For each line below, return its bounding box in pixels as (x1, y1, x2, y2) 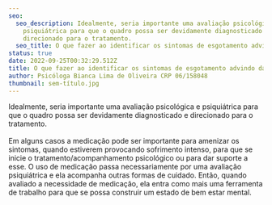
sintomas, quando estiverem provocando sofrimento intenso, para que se (8, 144, 253, 154)
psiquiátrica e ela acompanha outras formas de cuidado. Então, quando (8, 170, 247, 180)
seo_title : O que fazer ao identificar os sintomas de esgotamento (15, 42, 249, 50)
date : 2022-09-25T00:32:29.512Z (8, 57, 117, 65)
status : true (8, 49, 53, 57)
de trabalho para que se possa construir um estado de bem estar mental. (8, 187, 253, 197)
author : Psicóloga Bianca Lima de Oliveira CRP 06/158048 (8, 72, 208, 80)
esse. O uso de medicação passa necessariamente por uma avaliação (8, 161, 242, 171)
